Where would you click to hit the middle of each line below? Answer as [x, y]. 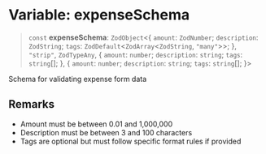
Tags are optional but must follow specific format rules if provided [131, 141]
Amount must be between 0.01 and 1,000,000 [96, 124]
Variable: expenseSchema [99, 15]
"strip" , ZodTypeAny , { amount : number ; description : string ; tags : [135, 54]
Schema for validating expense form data [78, 79]
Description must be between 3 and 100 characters [106, 132]
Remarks [32, 104]
